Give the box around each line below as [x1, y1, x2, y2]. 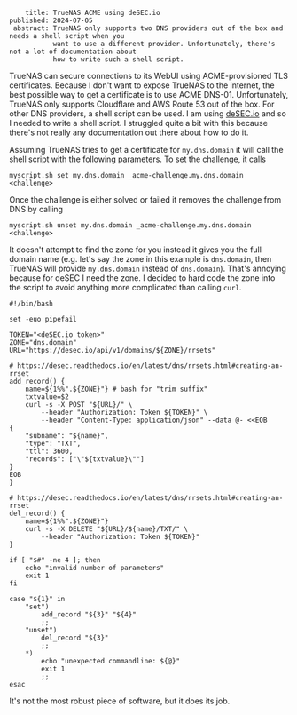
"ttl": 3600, [25, 447, 74, 456]
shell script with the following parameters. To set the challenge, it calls [9, 154, 266, 164]
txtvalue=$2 [25, 393, 69, 401]
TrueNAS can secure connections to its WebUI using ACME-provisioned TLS [9, 71, 288, 81]
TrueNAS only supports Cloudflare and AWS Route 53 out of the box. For [9, 99, 275, 109]
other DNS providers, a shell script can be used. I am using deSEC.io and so [9, 108, 286, 119]
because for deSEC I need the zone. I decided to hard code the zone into [9, 273, 276, 283]
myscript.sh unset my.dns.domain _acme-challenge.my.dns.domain [9, 221, 252, 230]
